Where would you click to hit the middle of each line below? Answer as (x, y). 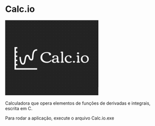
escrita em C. (19, 109)
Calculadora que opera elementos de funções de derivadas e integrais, (78, 103)
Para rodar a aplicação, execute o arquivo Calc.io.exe (60, 118)
